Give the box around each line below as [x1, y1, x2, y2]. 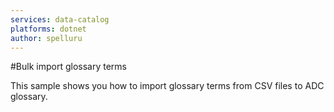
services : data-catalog [10, 14, 110, 25]
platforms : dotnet [10, 24, 87, 34]
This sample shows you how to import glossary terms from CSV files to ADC [10, 80, 325, 92]
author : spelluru [10, 33, 83, 43]
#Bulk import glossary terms [10, 61, 127, 73]
